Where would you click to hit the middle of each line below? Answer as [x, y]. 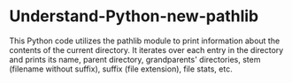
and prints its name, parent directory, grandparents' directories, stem [135, 59]
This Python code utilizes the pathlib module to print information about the [145, 41]
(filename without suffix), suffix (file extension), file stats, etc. [121, 69]
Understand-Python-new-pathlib [134, 16]
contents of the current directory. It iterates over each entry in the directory [146, 49]
